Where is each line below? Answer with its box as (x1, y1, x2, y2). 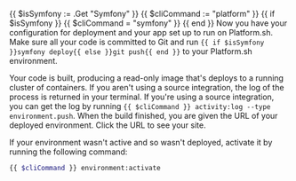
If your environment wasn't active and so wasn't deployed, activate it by (9, 138, 273, 147)
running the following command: (9, 146, 128, 157)
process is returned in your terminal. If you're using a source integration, (9, 91, 275, 102)
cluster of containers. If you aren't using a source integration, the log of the (9, 83, 284, 92)
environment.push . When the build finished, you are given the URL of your (9, 111, 278, 121)
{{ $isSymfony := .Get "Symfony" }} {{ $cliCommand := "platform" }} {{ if (9, 9, 276, 19)
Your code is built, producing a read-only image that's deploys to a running (9, 73, 284, 83)
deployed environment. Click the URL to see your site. (9, 120, 206, 130)
